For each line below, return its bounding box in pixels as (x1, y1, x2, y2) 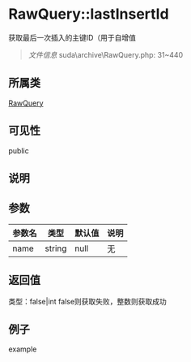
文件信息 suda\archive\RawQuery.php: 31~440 (28, 50, 184, 59)
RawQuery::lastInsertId (8, 5, 169, 24)
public (8, 145, 30, 155)
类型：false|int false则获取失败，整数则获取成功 (8, 296, 168, 306)
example (8, 344, 37, 354)
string (45, 243, 67, 254)
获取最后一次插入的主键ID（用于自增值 (8, 32, 136, 42)
